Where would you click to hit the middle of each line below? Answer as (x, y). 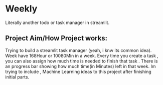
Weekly (21, 9)
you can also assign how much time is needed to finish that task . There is (81, 61)
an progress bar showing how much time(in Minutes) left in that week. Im (80, 66)
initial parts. (17, 77)
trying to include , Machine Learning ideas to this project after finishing (78, 71)
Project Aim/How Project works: (56, 38)
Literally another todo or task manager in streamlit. (57, 22)
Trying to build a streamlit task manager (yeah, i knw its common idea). (78, 50)
